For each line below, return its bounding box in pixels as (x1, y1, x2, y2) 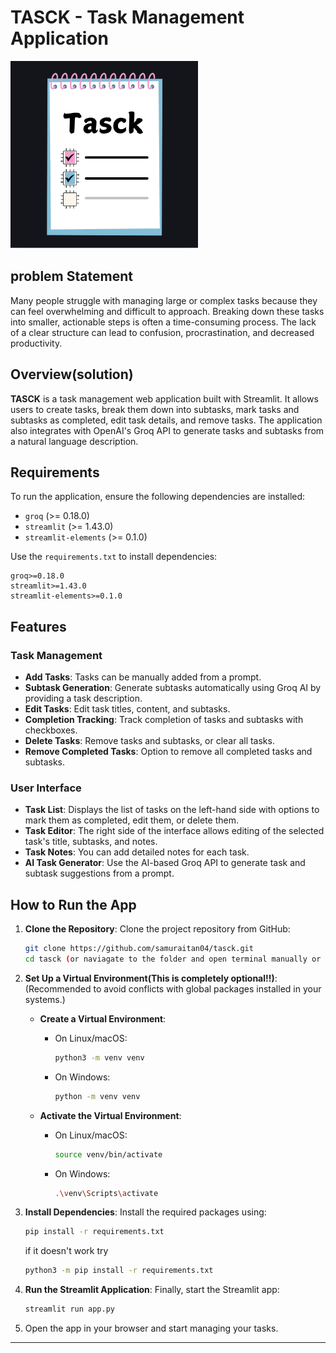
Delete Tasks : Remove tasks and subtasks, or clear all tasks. (24, 735, 275, 747)
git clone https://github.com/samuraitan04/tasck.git (24, 944, 254, 954)
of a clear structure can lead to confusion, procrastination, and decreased (10, 326, 315, 338)
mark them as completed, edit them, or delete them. (24, 814, 240, 826)
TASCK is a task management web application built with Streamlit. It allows (10, 392, 319, 405)
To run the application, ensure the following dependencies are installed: (10, 491, 306, 503)
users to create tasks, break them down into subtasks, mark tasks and (10, 403, 300, 415)
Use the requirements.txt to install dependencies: (10, 551, 218, 563)
